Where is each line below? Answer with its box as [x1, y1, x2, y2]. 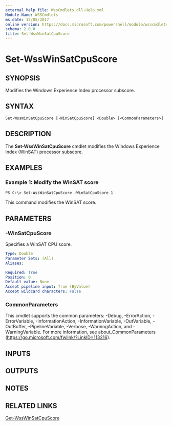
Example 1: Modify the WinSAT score [5, 179, 99, 186]
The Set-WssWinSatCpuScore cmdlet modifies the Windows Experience [5, 143, 160, 149]
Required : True [5, 270, 38, 275]
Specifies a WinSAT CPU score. [5, 241, 72, 247]
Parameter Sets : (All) [5, 255, 54, 261]
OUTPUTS [5, 367, 38, 375]
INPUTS [5, 349, 31, 358]
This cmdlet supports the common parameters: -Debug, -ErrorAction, [5, 313, 152, 319]
